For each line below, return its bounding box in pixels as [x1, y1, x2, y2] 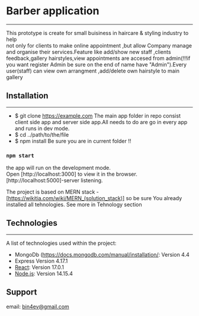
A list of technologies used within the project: [6, 239, 117, 247]
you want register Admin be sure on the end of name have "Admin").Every [6, 61, 187, 68]
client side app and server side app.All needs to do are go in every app [14, 118, 188, 125]
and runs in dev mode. [14, 125, 70, 132]
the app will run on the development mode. [6, 165, 111, 172]
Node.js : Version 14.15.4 [14, 270, 73, 277]
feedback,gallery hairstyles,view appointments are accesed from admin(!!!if [6, 55, 191, 62]
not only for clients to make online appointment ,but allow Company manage [6, 42, 192, 49]
